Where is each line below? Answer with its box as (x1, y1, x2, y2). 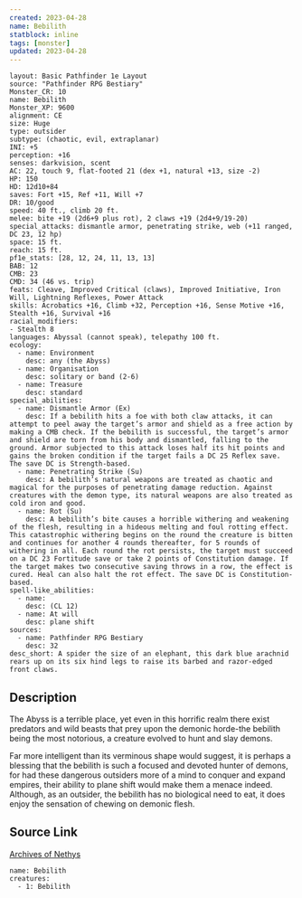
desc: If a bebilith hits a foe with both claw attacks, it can (25, 412, 273, 421)
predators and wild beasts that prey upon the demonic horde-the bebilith (9, 723, 281, 733)
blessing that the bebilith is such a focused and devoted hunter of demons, (9, 760, 288, 770)
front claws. (9, 666, 59, 675)
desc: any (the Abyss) (25, 356, 111, 366)
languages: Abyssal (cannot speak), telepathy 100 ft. (9, 333, 221, 342)
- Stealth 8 (9, 325, 54, 335)
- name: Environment (17, 349, 95, 358)
